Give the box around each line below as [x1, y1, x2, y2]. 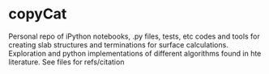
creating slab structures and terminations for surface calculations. [8, 39, 228, 49]
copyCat [8, 5, 67, 23]
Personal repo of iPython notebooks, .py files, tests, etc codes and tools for [8, 31, 261, 41]
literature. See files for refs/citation [8, 57, 125, 67]
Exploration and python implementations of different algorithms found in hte [8, 48, 262, 58]
